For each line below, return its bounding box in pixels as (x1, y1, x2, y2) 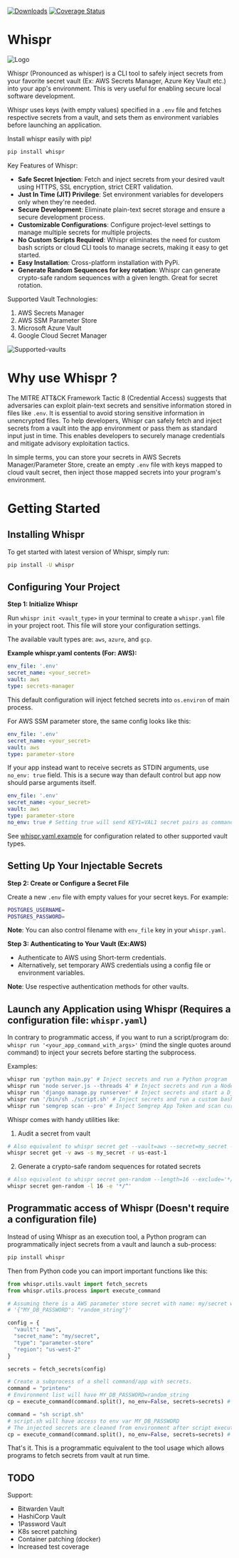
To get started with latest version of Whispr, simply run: (7, 547, 169, 556)
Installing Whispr (7, 529, 85, 541)
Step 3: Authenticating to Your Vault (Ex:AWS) (7, 940, 147, 948)
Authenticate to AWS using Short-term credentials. (17, 953, 166, 962)
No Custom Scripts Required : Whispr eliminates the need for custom (17, 235, 221, 244)
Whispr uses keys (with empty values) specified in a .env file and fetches (7, 105, 222, 114)
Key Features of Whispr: (7, 161, 78, 170)
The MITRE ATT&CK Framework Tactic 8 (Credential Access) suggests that (7, 393, 227, 402)
